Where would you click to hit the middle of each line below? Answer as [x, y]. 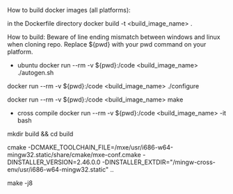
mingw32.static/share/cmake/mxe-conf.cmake [74, 155]
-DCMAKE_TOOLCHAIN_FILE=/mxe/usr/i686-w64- [101, 147]
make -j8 [20, 183]
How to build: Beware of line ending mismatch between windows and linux [114, 37]
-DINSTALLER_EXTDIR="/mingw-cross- [159, 162]
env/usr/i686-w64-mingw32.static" [58, 169]
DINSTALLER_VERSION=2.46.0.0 [54, 162]
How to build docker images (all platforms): [69, 10]
